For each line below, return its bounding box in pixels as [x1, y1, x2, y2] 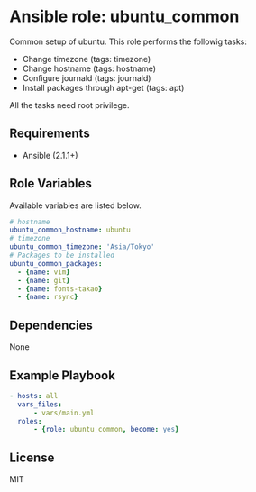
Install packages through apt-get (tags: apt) [22, 82, 185, 93]
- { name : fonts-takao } [17, 284, 103, 294]
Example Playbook [9, 368, 115, 383]
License [9, 450, 55, 465]
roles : [17, 416, 42, 425]
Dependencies [9, 317, 93, 333]
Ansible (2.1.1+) [22, 150, 78, 160]
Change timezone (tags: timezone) [22, 53, 151, 64]
